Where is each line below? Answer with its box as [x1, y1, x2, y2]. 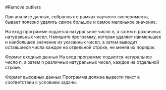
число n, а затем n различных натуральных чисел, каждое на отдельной [5, 59, 160, 65]
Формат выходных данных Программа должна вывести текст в [5, 74, 140, 80]
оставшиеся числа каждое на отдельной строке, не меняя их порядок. [5, 45, 156, 50]
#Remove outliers [5, 4, 41, 10]
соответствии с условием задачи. [5, 79, 77, 85]
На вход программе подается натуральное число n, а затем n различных [5, 29, 161, 34]
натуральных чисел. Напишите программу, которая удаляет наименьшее [5, 34, 162, 40]
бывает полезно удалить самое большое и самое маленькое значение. [5, 19, 157, 25]
